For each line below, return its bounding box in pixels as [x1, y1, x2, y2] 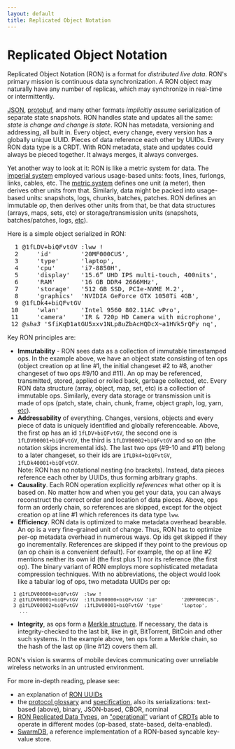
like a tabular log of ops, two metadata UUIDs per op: [17, 577, 171, 586]
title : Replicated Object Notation [7, 17, 111, 24]
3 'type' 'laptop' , [14, 257, 115, 265]
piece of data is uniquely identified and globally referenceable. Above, [17, 421, 220, 430]
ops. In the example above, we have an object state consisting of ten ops [17, 354, 228, 363]
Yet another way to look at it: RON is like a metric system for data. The [7, 164, 209, 172]
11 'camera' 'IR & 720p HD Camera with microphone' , [10, 313, 222, 321]
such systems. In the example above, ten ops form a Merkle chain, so [17, 635, 218, 643]
